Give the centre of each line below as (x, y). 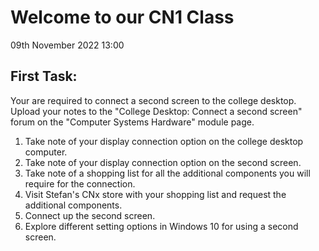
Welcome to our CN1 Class (122, 17)
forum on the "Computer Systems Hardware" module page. (132, 122)
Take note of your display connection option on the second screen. (163, 162)
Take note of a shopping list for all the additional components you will (167, 173)
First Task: (44, 76)
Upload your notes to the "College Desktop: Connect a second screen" (156, 111)
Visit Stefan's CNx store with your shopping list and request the (155, 194)
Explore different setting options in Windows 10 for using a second (161, 226)
